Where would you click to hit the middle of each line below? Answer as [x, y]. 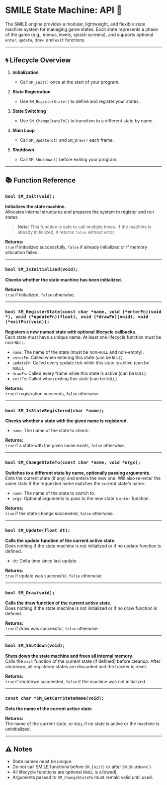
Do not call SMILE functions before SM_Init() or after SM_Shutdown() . [83, 767]
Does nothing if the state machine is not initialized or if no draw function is [81, 608]
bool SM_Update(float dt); [38, 530]
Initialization [25, 72]
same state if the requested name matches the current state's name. [75, 483]
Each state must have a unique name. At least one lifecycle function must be [83, 337]
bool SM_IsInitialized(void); [42, 269]
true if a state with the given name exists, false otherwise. [65, 446]
